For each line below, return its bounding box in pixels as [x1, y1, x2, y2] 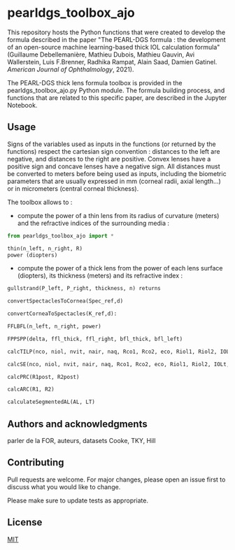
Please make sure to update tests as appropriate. [7, 496, 149, 505]
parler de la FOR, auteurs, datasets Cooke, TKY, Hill [7, 436, 156, 444]
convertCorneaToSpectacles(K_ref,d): [7, 310, 117, 317]
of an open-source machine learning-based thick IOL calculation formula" [7, 43, 220, 51]
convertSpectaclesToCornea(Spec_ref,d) [7, 298, 124, 305]
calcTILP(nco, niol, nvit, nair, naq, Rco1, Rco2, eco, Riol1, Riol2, [7, 348, 218, 355]
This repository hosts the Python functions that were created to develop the [7, 28, 226, 36]
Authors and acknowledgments [7, 418, 148, 430]
